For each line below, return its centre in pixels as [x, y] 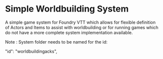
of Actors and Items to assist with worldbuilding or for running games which [82, 27]
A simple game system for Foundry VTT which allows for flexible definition [80, 22]
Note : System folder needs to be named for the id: [56, 42]
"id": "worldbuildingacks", [31, 51]
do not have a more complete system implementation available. [69, 32]
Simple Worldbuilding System [67, 9]
